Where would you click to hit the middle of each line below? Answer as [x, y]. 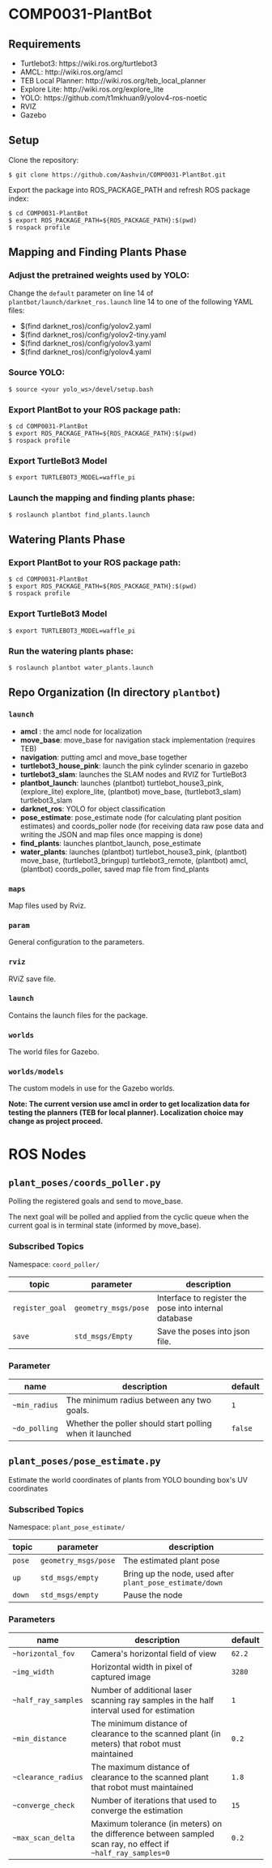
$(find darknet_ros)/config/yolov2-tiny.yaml [93, 334]
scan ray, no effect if [130, 1845]
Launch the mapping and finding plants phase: [102, 498]
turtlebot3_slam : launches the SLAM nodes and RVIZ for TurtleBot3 [133, 774]
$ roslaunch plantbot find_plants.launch [79, 515]
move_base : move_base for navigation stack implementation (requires [138, 740]
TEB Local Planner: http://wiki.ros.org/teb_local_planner [113, 81]
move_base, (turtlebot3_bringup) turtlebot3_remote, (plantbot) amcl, [134, 860]
